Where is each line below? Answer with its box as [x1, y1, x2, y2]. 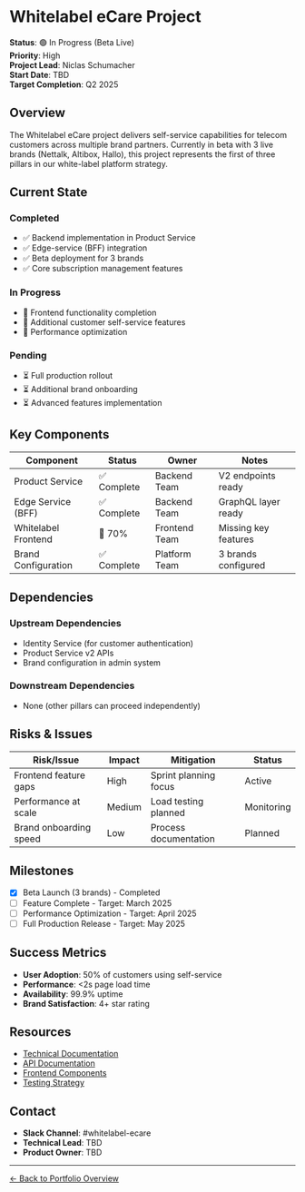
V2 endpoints [218, 469, 276, 482]
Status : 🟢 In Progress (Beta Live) [9, 36, 134, 47]
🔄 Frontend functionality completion [22, 307, 157, 318]
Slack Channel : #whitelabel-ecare [22, 1128, 152, 1138]
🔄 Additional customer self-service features [22, 316, 186, 328]
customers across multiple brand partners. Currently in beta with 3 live [9, 139, 274, 150]
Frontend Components [22, 1068, 107, 1079]
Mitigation [171, 754, 216, 766]
